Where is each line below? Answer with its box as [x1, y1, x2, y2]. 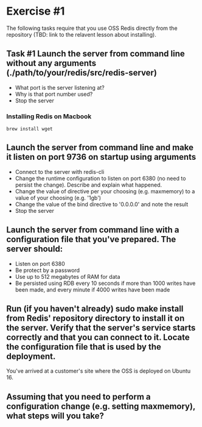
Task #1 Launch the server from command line [6, 49, 185, 59]
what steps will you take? [6, 411, 105, 421]
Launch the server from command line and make [6, 142, 193, 153]
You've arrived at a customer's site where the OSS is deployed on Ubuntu [6, 367, 191, 375]
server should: [6, 244, 63, 254]
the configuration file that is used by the [6, 342, 161, 352]
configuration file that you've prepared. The [6, 234, 176, 245]
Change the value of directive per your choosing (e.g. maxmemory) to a [15, 187, 195, 195]
